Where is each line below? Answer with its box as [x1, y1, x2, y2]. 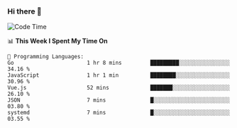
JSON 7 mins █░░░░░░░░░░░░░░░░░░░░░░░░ [7, 97, 231, 104]
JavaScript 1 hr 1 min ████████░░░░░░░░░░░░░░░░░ [7, 72, 231, 79]
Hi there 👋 [7, 6, 43, 16]
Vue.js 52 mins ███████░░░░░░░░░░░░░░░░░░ [7, 85, 231, 92]
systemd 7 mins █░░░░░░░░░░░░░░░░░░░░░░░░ [7, 110, 231, 117]
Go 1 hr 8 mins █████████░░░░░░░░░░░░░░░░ [7, 60, 231, 67]
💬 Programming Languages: [7, 53, 84, 60]
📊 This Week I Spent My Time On [7, 37, 108, 46]
